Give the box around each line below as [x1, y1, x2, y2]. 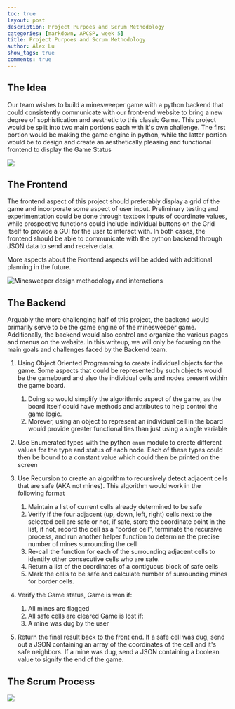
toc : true [7, 10, 36, 18]
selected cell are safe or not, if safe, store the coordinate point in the [27, 518, 226, 526]
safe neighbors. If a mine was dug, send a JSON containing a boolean [17, 648, 220, 656]
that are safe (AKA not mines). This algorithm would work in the [17, 482, 201, 490]
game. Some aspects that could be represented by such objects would [17, 366, 222, 375]
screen [17, 461, 38, 469]
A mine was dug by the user [27, 619, 109, 628]
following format [17, 489, 65, 498]
